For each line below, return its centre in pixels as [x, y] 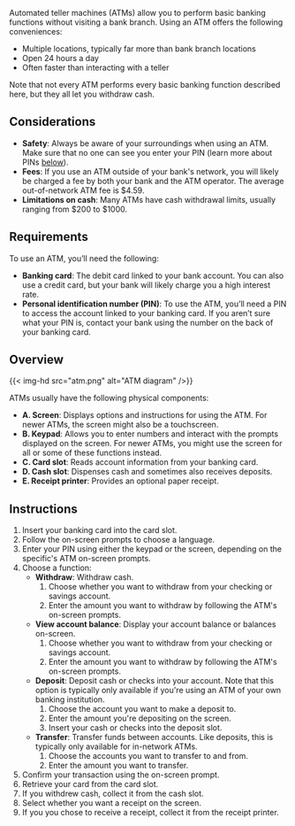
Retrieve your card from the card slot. [90, 784]
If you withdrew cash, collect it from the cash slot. [113, 794]
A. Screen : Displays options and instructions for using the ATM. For [144, 415]
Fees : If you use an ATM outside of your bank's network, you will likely [151, 171]
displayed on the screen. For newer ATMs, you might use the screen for [152, 444]
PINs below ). [45, 162]
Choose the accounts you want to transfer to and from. [148, 756]
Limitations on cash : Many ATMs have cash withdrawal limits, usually [149, 199]
